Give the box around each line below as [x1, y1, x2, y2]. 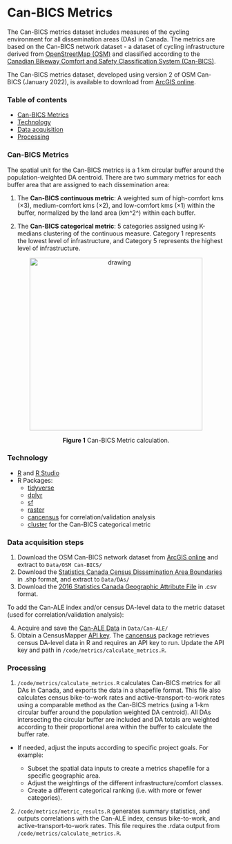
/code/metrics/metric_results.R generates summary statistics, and [17, 807, 211, 816]
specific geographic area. [27, 771, 101, 780]
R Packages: [17, 476, 53, 484]
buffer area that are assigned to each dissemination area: [7, 180, 170, 189]
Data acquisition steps [7, 537, 84, 547]
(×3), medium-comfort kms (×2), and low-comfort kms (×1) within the [17, 201, 215, 209]
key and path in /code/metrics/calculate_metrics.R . [17, 646, 167, 654]
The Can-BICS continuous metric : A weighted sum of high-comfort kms [17, 193, 224, 202]
